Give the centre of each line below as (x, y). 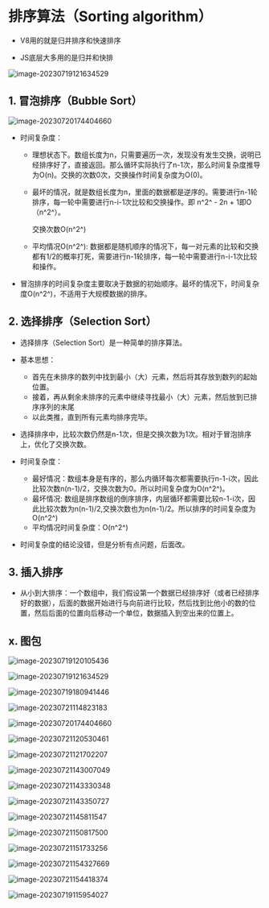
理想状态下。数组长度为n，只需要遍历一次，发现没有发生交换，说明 (143, 155)
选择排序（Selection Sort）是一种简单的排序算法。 (103, 342)
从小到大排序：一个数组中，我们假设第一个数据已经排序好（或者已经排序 (139, 593)
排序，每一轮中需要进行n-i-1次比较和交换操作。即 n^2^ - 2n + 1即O (142, 201)
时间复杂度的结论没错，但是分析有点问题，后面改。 (104, 544)
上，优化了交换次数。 (55, 444)
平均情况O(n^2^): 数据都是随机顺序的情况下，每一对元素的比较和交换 (145, 246)
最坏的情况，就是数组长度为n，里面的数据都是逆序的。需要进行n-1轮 (145, 192)
